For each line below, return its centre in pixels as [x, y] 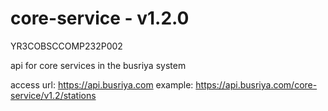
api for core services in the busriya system [98, 65]
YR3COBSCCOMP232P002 [66, 46]
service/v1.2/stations [53, 95]
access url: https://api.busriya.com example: [102, 84]
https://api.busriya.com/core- [256, 84]
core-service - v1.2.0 [100, 18]
